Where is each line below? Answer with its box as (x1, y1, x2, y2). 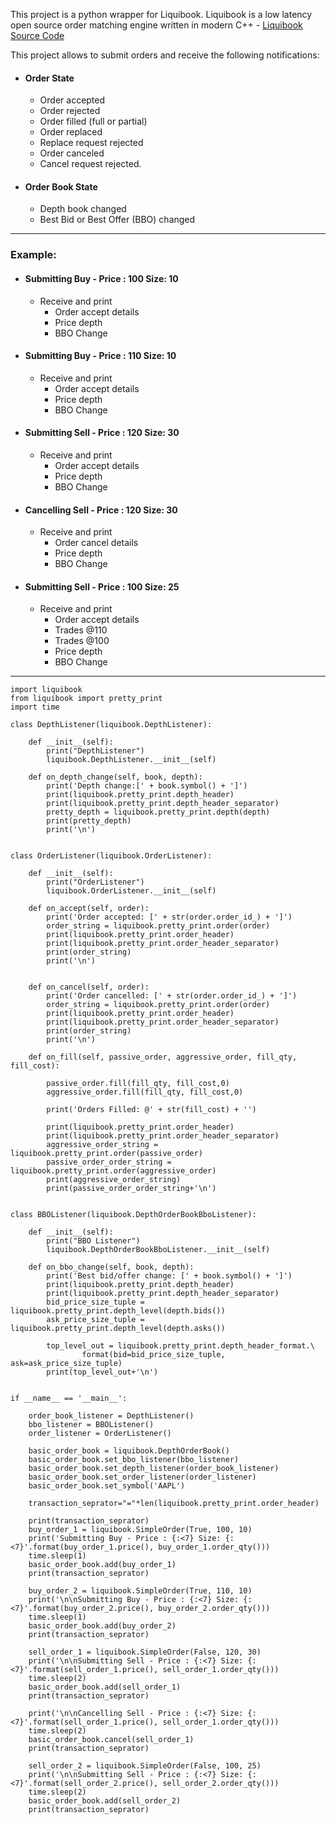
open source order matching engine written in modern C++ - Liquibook (10, 19, 303, 31)
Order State (24, 72, 75, 84)
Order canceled (39, 147, 105, 159)
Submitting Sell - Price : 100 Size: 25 (24, 580, 180, 593)
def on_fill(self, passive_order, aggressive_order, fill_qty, (28, 1052, 298, 1063)
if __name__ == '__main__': (10, 1394, 128, 1404)
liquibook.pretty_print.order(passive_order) (10, 1149, 203, 1159)
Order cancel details (54, 537, 139, 549)
